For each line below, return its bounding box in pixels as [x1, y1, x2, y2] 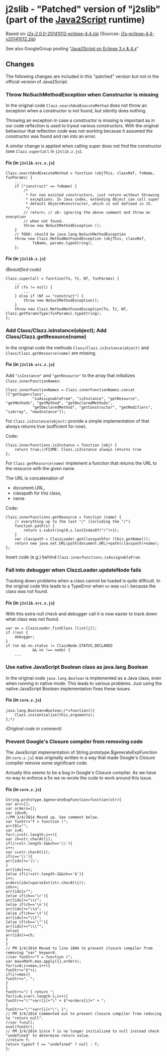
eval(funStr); [5, 1025, 35, 1030]
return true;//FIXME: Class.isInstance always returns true [14, 447, 142, 452]
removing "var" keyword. [5, 950, 57, 955]
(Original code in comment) [5, 725, 62, 732]
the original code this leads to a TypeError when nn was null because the [5, 583, 156, 589]
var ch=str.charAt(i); [5, 837, 53, 842]
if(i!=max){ [5, 972, 30, 977]
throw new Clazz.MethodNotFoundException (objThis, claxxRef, [14, 236, 146, 242]
